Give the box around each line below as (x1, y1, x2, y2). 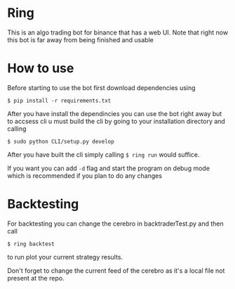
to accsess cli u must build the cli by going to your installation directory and (7, 117, 226, 125)
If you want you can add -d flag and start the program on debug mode (7, 164, 210, 172)
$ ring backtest (7, 240, 55, 248)
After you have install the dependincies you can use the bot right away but (7, 109, 222, 117)
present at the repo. (7, 274, 65, 282)
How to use (7, 60, 74, 77)
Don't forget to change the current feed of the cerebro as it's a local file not (7, 266, 225, 275)
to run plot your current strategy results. (7, 252, 123, 261)
